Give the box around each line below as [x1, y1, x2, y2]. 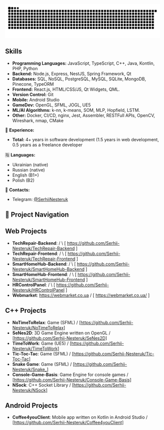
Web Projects [5, 227, 47, 235]
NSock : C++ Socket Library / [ [12, 382, 74, 388]
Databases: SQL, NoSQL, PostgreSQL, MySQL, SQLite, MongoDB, [12, 76, 146, 82]
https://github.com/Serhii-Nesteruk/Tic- [73, 351, 155, 356]
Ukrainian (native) [12, 161, 49, 168]
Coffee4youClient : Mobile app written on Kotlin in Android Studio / [12, 414, 148, 420]
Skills [5, 47, 22, 55]
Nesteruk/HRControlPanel [12, 287, 65, 293]
